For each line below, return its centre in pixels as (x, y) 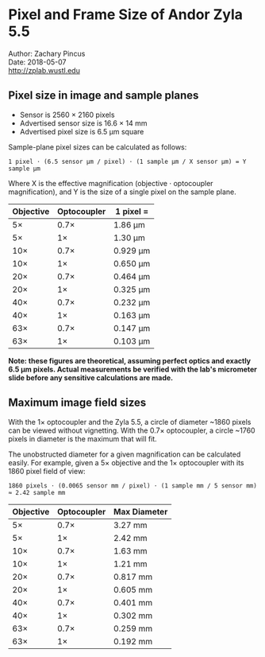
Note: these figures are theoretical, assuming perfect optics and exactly (130, 360)
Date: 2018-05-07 (37, 62)
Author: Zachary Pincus (47, 53)
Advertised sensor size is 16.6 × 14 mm (83, 123)
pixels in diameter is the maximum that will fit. (83, 438)
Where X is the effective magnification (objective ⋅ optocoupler (111, 183)
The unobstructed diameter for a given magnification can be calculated (125, 454)
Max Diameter (141, 511)
